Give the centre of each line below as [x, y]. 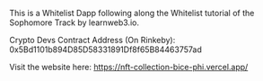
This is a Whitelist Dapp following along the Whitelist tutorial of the [132, 13]
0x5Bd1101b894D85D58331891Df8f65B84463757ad [105, 49]
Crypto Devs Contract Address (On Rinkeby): [92, 40]
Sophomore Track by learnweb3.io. [74, 22]
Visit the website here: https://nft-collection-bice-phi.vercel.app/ [129, 67]
